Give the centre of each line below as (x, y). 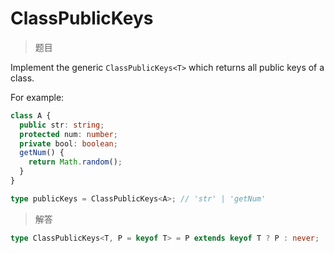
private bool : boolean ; (68, 143)
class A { (31, 115)
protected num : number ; (68, 134)
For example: (37, 97)
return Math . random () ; (75, 162)
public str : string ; (62, 125)
